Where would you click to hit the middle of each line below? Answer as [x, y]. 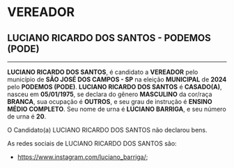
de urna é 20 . [27, 116]
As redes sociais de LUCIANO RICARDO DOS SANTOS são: [92, 143]
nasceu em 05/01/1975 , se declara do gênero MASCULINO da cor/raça [110, 94]
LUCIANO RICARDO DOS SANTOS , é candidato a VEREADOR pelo [103, 72]
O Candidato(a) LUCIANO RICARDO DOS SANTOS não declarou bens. [107, 130]
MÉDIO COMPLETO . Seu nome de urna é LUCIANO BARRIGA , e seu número [117, 109]
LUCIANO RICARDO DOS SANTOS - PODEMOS [109, 38]
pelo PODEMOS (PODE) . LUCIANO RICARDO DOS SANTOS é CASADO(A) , [115, 87]
